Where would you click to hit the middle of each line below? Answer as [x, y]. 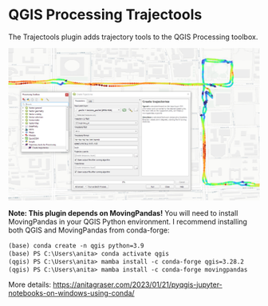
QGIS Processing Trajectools [105, 15]
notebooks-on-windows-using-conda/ [71, 292]
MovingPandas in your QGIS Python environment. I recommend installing [128, 221]
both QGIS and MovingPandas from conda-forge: [89, 230]
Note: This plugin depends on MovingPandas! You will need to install [123, 213]
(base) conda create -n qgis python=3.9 [77, 245]
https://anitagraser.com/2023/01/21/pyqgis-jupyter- [138, 284]
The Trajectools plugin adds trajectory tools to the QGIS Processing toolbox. [133, 37]
